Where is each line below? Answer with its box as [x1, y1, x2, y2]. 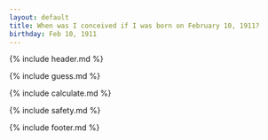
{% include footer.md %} [9, 122, 100, 133]
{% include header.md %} [9, 54, 104, 65]
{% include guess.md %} [9, 71, 100, 82]
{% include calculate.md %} [9, 88, 112, 98]
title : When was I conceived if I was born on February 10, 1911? [9, 21, 260, 30]
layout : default [9, 12, 69, 22]
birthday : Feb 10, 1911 [9, 29, 98, 38]
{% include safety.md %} [9, 105, 101, 116]
